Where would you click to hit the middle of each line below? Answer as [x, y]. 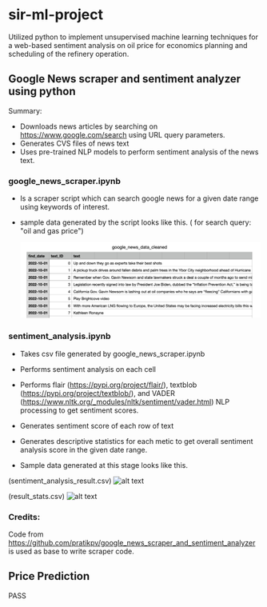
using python [42, 92]
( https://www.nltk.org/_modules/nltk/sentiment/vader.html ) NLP [125, 401]
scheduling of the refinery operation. [69, 54]
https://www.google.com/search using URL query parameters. [122, 134]
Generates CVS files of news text [74, 143]
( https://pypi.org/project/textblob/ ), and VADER [98, 393]
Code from [26, 534]
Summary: [25, 110]
